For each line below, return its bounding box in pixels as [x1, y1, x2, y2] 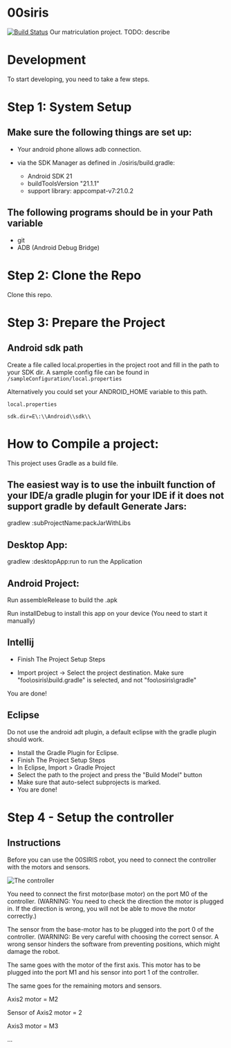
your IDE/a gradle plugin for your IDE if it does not [7, 490, 225, 501]
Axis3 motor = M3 [7, 1022, 59, 1030]
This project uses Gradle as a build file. [7, 459, 119, 467]
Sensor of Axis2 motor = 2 [7, 1008, 82, 1016]
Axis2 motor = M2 [7, 995, 59, 1003]
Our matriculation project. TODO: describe [49, 28, 171, 36]
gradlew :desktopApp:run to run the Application [7, 558, 143, 566]
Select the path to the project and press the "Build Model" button [17, 770, 203, 779]
